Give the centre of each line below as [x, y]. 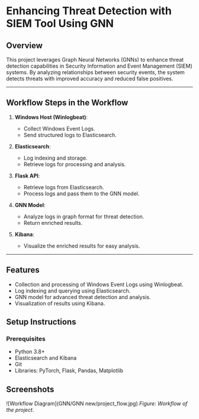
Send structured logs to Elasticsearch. [70, 135]
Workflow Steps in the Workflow [67, 103]
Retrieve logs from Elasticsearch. [64, 187]
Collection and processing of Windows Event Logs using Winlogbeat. [99, 284]
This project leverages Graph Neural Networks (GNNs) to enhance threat [95, 60]
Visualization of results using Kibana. [60, 303]
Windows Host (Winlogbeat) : [51, 117]
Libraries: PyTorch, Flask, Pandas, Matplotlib [69, 371]
